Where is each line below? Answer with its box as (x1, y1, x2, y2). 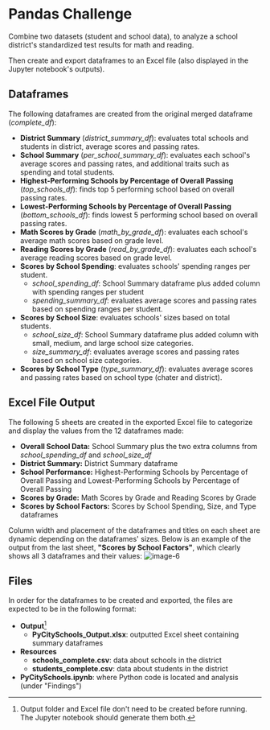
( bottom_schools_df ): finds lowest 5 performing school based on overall (19, 210, 259, 220)
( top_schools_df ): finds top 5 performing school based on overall (19, 184, 235, 194)
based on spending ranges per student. (31, 303, 163, 314)
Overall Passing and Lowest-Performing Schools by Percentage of (19, 476, 239, 485)
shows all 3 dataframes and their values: (8, 551, 142, 560)
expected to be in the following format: (8, 604, 137, 614)
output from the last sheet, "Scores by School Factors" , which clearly (8, 542, 241, 552)
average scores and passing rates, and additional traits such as (19, 159, 230, 168)
